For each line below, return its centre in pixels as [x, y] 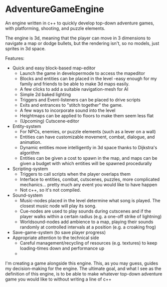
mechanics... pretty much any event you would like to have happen [88, 184]
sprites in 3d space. [25, 48]
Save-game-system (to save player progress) [59, 232]
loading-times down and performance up [62, 248]
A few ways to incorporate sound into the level [68, 110]
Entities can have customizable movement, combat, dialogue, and [87, 137]
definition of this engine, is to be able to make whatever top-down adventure [84, 274]
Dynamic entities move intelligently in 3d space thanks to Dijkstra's [88, 147]
